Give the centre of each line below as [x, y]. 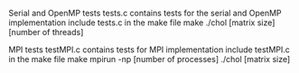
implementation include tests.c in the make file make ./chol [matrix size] [142, 23]
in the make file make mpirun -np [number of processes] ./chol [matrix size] [149, 59]
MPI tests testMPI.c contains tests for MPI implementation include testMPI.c [149, 50]
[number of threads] [46, 32]
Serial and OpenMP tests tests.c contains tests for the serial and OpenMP [145, 13]
